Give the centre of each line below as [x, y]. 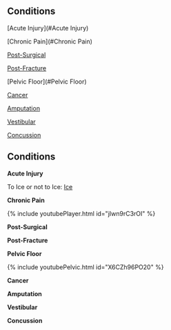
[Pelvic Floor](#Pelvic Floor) [47, 81]
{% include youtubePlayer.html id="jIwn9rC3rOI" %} [81, 213]
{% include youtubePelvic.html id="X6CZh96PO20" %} [85, 267]
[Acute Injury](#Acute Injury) [48, 28]
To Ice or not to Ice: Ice [40, 186]
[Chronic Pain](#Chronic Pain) [50, 41]
